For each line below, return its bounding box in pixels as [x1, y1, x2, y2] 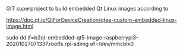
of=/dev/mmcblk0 [90, 41, 134, 47]
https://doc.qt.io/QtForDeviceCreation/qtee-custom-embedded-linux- [6, 16, 177, 23]
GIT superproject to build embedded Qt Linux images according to [6, 5, 169, 12]
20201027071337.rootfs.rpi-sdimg [6, 41, 89, 47]
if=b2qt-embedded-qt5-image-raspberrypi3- [27, 34, 138, 41]
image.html [6, 23, 34, 29]
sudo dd [6, 34, 27, 41]
